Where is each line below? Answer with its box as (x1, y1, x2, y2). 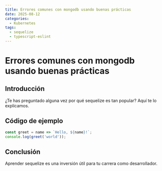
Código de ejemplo (5, 117, 63, 125)
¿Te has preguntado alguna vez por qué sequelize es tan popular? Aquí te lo (5, 98, 157, 103)
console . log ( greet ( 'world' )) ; (5, 134, 66, 139)
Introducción (5, 85, 45, 93)
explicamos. (5, 103, 29, 108)
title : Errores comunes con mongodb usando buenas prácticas (5, 7, 131, 12)
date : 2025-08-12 (5, 12, 40, 17)
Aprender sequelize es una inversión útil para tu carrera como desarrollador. (5, 161, 158, 167)
